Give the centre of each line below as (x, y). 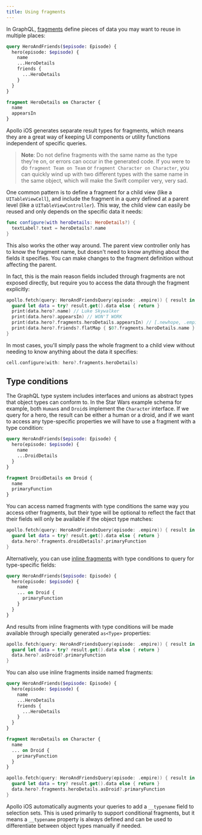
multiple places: (26, 35)
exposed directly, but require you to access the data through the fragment (98, 282)
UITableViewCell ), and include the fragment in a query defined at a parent (97, 199)
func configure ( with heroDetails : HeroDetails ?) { (71, 222)
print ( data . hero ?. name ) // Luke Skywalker (66, 311)
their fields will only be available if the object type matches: (80, 519)
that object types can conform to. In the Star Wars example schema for (94, 402)
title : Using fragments (36, 12)
